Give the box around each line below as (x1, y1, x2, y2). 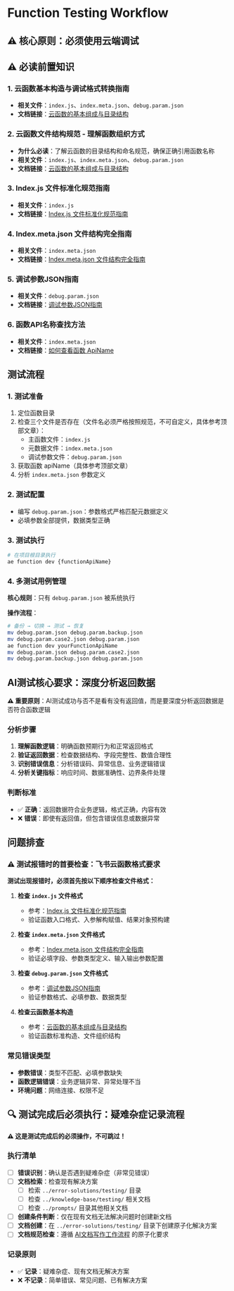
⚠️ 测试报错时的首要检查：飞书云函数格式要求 (7, 859, 160, 869)
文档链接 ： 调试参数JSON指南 (17, 301, 103, 309)
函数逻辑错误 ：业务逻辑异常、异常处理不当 (17, 1077, 141, 1085)
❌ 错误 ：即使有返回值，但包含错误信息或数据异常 (17, 813, 160, 822)
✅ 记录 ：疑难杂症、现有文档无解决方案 (17, 1266, 130, 1276)
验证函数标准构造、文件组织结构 (27, 1032, 121, 1040)
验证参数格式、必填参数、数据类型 (27, 993, 127, 1002)
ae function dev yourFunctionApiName (7, 642, 118, 649)
